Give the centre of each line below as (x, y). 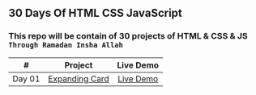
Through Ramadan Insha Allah (66, 45)
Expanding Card (79, 78)
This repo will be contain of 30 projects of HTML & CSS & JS (128, 36)
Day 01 (26, 78)
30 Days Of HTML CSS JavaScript (95, 13)
